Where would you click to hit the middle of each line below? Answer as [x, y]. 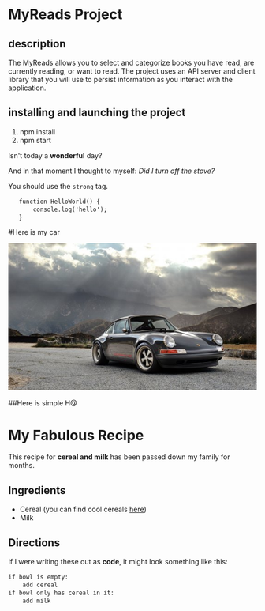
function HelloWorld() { [60, 202]
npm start [35, 140]
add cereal [40, 585]
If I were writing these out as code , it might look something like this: [118, 562]
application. [27, 88]
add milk [37, 601]
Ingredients [37, 490]
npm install [37, 131]
